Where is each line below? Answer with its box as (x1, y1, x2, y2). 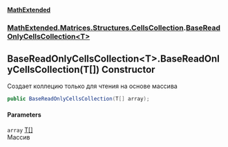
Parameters (7, 110, 41, 119)
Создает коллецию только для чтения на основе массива (7, 82, 178, 90)
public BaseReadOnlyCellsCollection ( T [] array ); (7, 96, 150, 103)
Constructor (101, 63, 155, 76)
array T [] (7, 126, 33, 135)
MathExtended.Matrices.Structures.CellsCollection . (7, 23, 187, 33)
